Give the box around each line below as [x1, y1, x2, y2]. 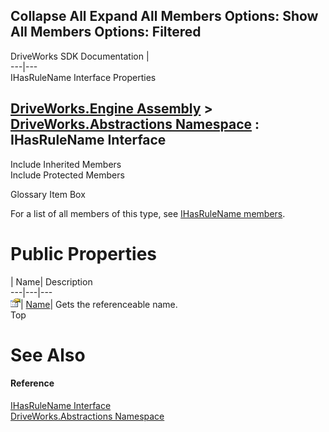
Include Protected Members [10, 169, 125, 181]
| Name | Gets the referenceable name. [20, 298, 178, 310]
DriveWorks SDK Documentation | [10, 50, 150, 62]
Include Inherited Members [10, 158, 122, 170]
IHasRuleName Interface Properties [10, 71, 157, 83]
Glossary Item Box [10, 188, 86, 200]
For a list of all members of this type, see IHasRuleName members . [10, 207, 286, 219]
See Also [10, 344, 86, 366]
